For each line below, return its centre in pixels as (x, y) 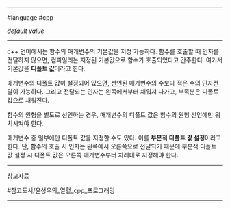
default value (26, 31)
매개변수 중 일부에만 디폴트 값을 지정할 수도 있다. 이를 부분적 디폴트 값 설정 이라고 (114, 138)
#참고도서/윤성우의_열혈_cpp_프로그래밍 (61, 190)
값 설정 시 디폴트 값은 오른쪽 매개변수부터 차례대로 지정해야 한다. (93, 155)
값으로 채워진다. (28, 100)
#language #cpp (30, 17)
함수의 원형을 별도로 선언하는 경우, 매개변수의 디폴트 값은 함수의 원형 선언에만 (110, 115)
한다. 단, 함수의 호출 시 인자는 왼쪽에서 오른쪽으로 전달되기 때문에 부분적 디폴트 (112, 146)
